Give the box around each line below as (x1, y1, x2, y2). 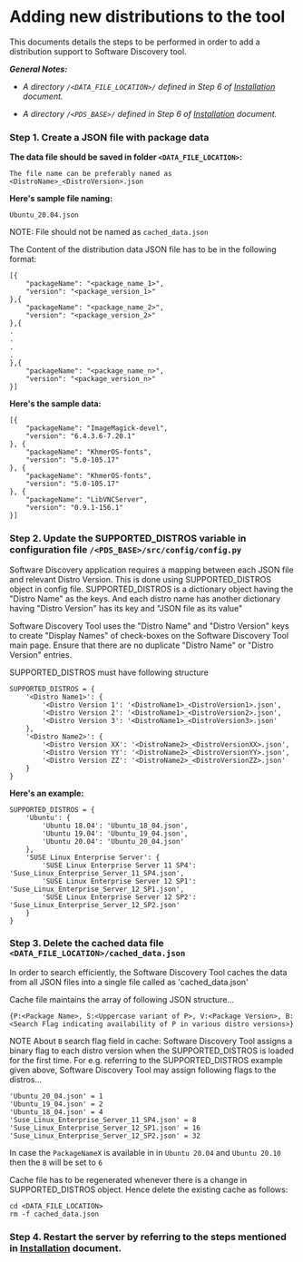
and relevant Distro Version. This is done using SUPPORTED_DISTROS (9, 573, 272, 584)
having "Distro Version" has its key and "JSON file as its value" (9, 602, 243, 613)
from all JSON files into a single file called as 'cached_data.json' (9, 976, 249, 987)
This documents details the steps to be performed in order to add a (9, 36, 260, 47)
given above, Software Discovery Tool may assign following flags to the (9, 1064, 277, 1075)
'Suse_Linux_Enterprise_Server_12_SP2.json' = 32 (9, 1131, 201, 1140)
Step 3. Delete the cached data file (9, 937, 165, 950)
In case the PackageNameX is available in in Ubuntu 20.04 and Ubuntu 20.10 (9, 1147, 281, 1158)
